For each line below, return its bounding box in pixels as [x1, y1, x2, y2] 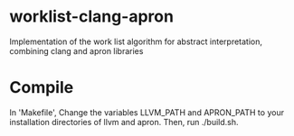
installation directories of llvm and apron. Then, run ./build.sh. [9, 116, 239, 127]
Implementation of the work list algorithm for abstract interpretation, [9, 36, 263, 47]
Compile [9, 77, 74, 98]
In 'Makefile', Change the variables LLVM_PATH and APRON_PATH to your [9, 106, 285, 118]
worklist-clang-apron [9, 6, 175, 27]
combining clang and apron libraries [9, 45, 144, 56]
